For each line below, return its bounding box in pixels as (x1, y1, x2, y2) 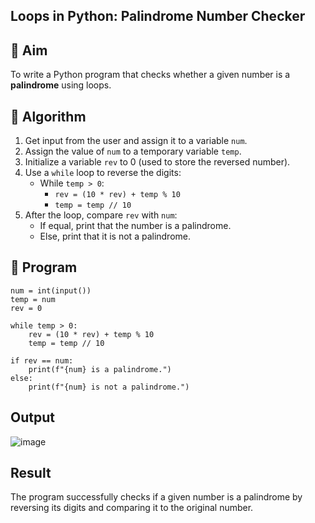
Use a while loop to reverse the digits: (24, 167, 182, 179)
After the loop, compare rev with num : (24, 209, 178, 221)
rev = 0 (10, 303, 43, 313)
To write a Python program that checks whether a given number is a (10, 69, 291, 81)
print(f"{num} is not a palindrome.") (28, 382, 190, 392)
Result (10, 465, 52, 482)
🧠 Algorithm (10, 108, 87, 125)
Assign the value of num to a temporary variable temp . (24, 145, 242, 158)
